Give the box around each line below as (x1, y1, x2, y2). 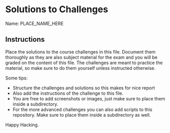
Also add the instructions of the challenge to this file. (12, 90, 124, 96)
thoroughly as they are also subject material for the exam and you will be (5, 54, 158, 60)
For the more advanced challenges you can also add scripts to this (12, 106, 153, 113)
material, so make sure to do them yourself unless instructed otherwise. (5, 65, 156, 71)
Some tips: (5, 75, 28, 81)
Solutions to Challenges (5, 4, 108, 15)
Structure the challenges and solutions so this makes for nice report (12, 85, 155, 91)
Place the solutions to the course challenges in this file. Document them (5, 48, 156, 55)
